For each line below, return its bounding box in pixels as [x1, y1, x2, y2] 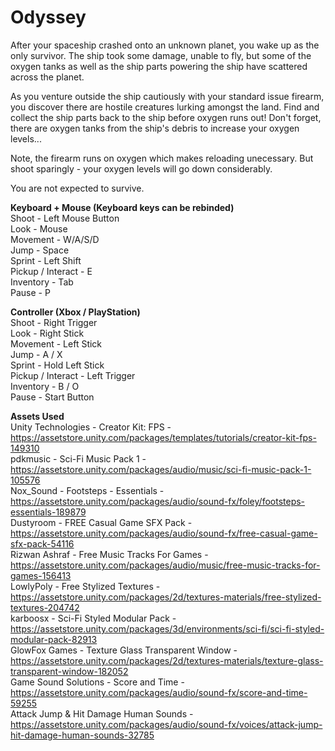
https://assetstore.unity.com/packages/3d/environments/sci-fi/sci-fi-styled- [10, 622, 325, 635]
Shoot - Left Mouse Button [10, 212, 120, 224]
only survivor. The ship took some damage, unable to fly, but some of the [10, 49, 312, 61]
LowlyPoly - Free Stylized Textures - [10, 580, 161, 592]
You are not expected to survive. [10, 182, 145, 194]
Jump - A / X [10, 348, 63, 360]
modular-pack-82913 [10, 633, 98, 645]
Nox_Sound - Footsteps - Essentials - [10, 484, 165, 496]
